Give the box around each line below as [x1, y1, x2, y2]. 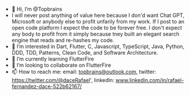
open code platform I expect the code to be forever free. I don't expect [11, 24, 182, 31]
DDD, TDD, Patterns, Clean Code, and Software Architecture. [11, 49, 158, 56]
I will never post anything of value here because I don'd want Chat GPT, [11, 12, 185, 19]
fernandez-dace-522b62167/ [11, 83, 82, 90]
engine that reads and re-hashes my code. [11, 37, 115, 43]
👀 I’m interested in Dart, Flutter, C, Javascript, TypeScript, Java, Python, [11, 43, 185, 50]
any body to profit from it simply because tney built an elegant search [11, 30, 179, 38]
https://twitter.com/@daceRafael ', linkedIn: [11, 77, 115, 83]
